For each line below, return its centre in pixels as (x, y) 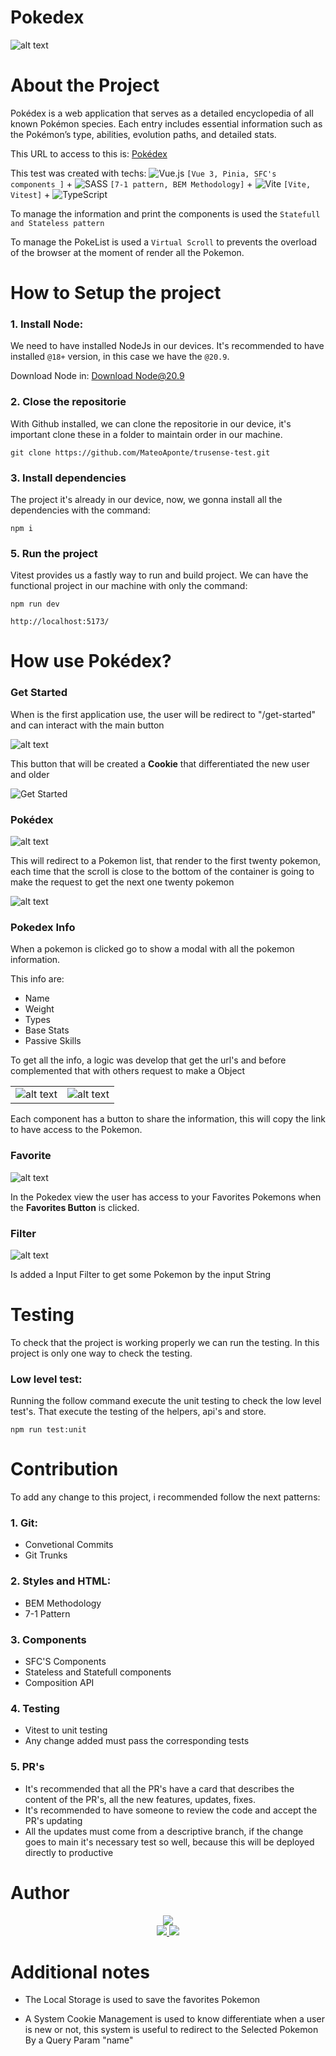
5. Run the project (54, 553)
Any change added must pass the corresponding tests (137, 1741)
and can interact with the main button (87, 725)
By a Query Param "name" (79, 2040)
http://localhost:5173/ (60, 622)
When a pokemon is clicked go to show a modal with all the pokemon (152, 949)
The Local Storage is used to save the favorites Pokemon (142, 2000)
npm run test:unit (48, 1430)
